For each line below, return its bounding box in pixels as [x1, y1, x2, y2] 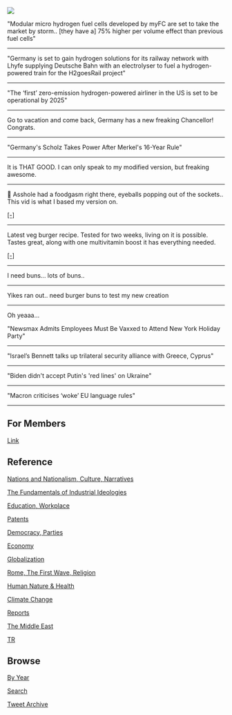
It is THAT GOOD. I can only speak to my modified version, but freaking [7, 163, 209, 171]
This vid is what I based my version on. [7, 198, 118, 206]
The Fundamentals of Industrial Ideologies [7, 488, 127, 496]
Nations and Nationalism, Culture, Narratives [7, 475, 134, 483]
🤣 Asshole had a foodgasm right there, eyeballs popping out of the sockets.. [7, 190, 224, 198]
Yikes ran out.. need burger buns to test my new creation [7, 292, 169, 299]
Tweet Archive [7, 700, 48, 709]
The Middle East [7, 622, 54, 630]
